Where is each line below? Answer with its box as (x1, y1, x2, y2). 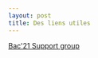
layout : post (8, 11, 52, 20)
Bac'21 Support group (8, 41, 80, 50)
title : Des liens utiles (8, 19, 91, 27)
